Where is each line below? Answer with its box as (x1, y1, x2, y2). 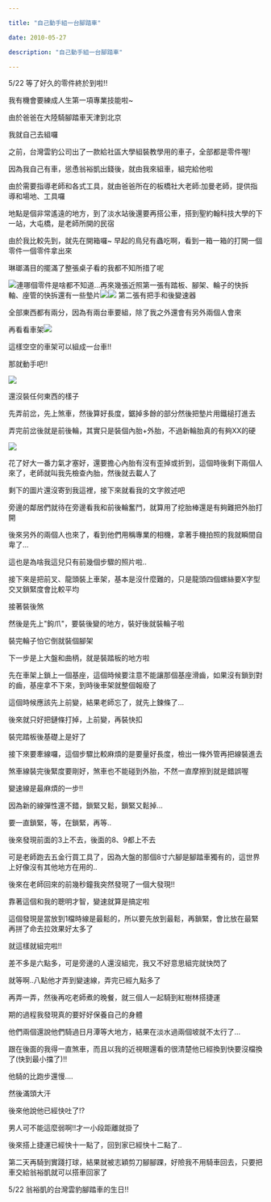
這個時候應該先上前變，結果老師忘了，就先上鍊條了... (8, 698, 185, 707)
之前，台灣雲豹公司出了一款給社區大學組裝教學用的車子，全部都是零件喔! (8, 147, 252, 157)
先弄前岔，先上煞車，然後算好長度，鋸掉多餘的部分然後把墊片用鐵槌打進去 (8, 409, 256, 419)
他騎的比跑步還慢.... (8, 1072, 74, 1082)
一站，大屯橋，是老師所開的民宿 (8, 219, 115, 229)
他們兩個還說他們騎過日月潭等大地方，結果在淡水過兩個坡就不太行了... (8, 1027, 241, 1037)
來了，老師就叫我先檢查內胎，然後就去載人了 (8, 468, 157, 478)
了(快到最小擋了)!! (8, 1054, 68, 1064)
